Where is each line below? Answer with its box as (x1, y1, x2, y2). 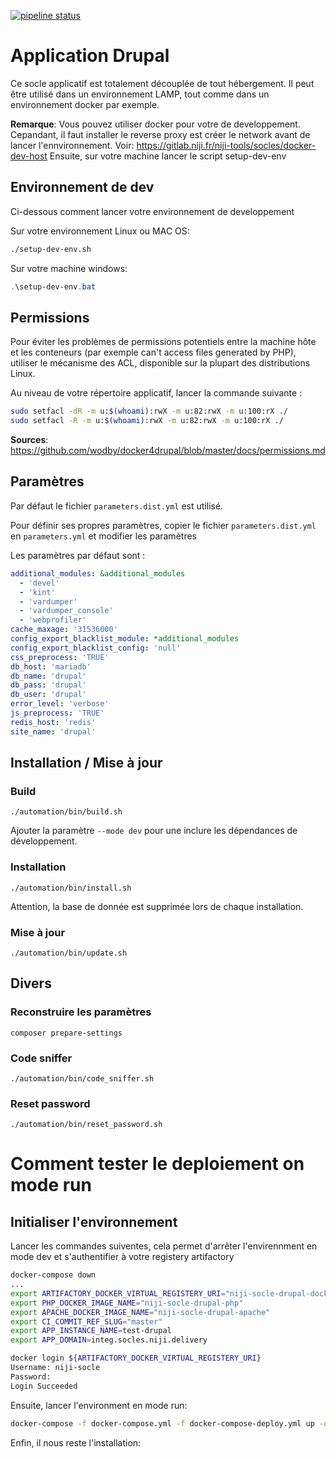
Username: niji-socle (10, 1363, 101, 1373)
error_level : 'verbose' (10, 699, 110, 709)
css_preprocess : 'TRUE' (10, 652, 110, 662)
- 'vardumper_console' (19, 606, 114, 616)
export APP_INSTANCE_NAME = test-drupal (10, 1326, 172, 1336)
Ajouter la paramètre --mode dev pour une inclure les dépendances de (10, 825, 298, 837)
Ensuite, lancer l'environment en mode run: (10, 1399, 188, 1411)
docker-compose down (10, 1270, 97, 1280)
